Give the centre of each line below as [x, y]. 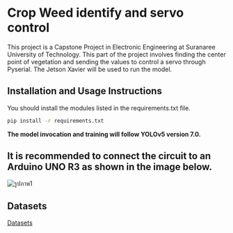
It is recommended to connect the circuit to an [109, 156]
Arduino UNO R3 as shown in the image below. [110, 167]
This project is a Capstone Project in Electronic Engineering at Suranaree [111, 47]
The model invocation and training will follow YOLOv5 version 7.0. [104, 134]
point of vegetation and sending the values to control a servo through [107, 61]
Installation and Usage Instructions [85, 91]
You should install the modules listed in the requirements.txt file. [99, 108]
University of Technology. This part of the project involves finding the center [116, 54]
